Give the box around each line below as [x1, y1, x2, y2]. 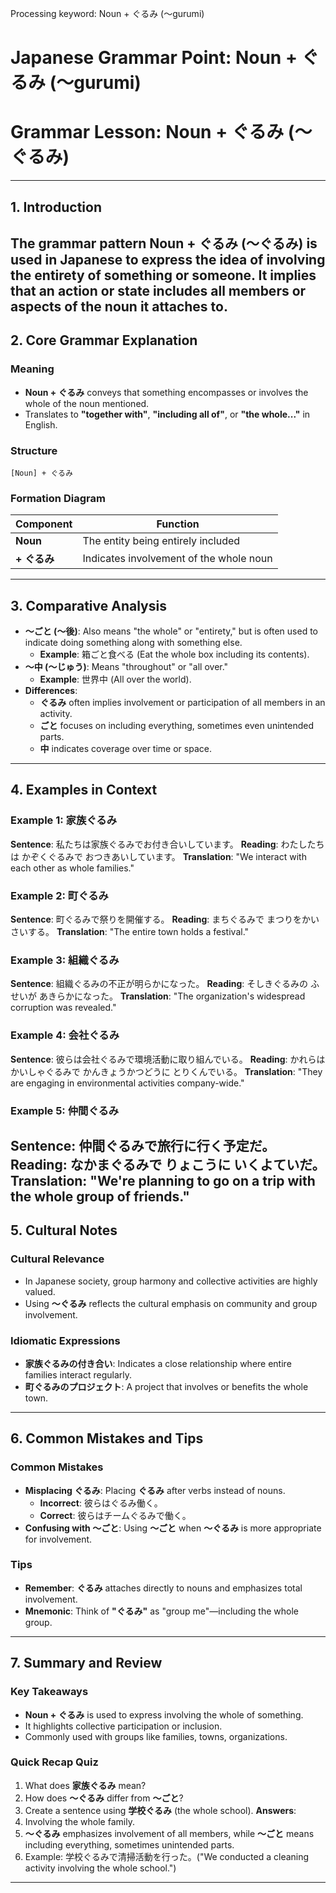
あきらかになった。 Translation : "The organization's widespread [38, 990, 306, 1002]
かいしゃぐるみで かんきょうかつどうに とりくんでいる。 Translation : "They [10, 1065, 323, 1077]
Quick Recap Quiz [10, 1755, 99, 1769]
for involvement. [24, 1533, 93, 1545]
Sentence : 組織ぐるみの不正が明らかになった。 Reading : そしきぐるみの [10, 978, 309, 990]
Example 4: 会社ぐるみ [10, 1028, 120, 1042]
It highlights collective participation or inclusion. [24, 1720, 223, 1732]
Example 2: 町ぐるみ [10, 888, 109, 902]
